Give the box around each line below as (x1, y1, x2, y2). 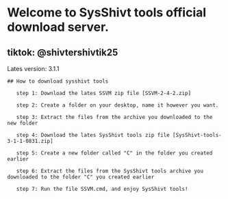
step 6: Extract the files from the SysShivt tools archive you (16, 168, 204, 174)
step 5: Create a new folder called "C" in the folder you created (16, 150, 213, 157)
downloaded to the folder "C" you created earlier (7, 174, 155, 181)
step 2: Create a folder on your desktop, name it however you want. (16, 102, 219, 109)
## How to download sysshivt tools (7, 78, 109, 85)
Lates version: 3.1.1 (7, 65, 60, 72)
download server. (7, 19, 110, 35)
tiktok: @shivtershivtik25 (7, 47, 118, 58)
